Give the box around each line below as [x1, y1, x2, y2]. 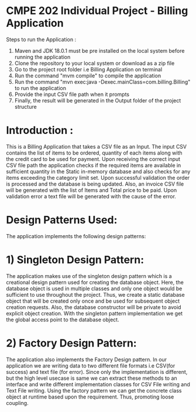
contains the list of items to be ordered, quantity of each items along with [6, 149, 183, 156]
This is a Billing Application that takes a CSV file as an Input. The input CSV [6, 143, 187, 150]
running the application [14, 53, 71, 60]
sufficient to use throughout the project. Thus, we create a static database [6, 291, 185, 298]
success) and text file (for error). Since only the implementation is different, [6, 368, 188, 375]
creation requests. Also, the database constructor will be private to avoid [6, 303, 181, 311]
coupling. [6, 399, 29, 406]
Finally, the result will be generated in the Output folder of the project [14, 97, 181, 104]
